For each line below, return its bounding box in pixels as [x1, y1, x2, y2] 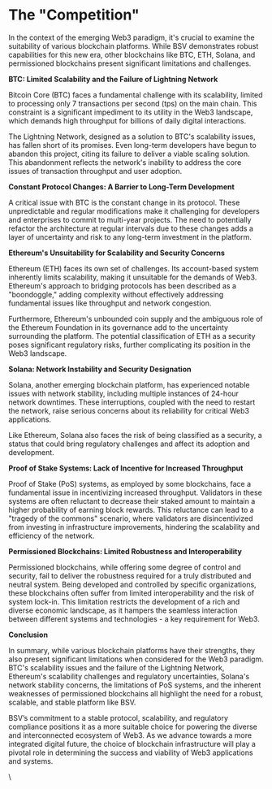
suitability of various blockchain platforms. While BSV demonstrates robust [8, 41, 259, 50]
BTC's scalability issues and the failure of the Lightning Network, [8, 662, 225, 672]
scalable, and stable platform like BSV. [8, 697, 136, 707]
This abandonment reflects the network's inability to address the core [8, 157, 242, 167]
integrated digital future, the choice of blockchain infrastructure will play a [8, 739, 256, 748]
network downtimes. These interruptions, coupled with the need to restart [8, 397, 256, 407]
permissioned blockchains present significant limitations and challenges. [8, 59, 252, 68]
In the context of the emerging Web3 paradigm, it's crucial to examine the [8, 33, 255, 42]
